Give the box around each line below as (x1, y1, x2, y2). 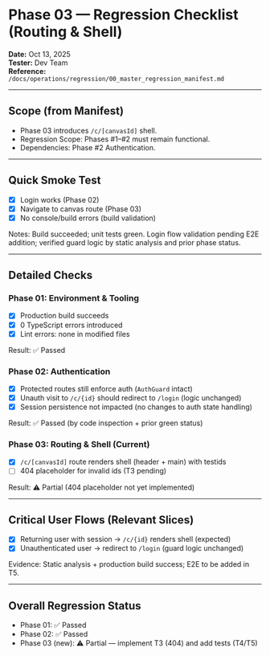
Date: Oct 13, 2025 (8, 49, 71, 59)
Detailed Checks (8, 269, 93, 282)
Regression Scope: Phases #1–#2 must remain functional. (19, 134, 211, 144)
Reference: (8, 66, 47, 76)
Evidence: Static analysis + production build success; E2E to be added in (8, 560, 250, 569)
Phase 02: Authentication (8, 366, 111, 377)
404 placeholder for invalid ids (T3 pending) (19, 466, 167, 476)
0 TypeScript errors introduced (19, 320, 123, 330)
